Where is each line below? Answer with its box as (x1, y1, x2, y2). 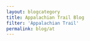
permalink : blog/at (6, 25, 55, 32)
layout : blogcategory (6, 8, 61, 15)
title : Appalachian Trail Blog (6, 14, 85, 20)
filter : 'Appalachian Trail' (6, 20, 79, 26)
